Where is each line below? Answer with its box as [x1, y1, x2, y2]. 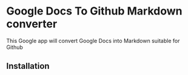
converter [6, 17, 58, 31]
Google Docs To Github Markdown [6, 4, 183, 18]
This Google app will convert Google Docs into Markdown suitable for [6, 37, 180, 44]
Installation [6, 61, 50, 71]
